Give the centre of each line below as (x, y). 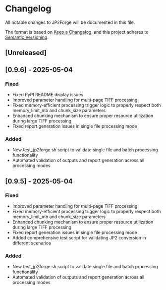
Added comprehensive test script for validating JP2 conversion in (79, 238)
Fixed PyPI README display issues (48, 95)
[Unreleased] (26, 53)
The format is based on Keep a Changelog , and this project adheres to (77, 32)
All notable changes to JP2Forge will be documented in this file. (70, 22)
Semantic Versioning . (27, 37)
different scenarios (31, 243)
